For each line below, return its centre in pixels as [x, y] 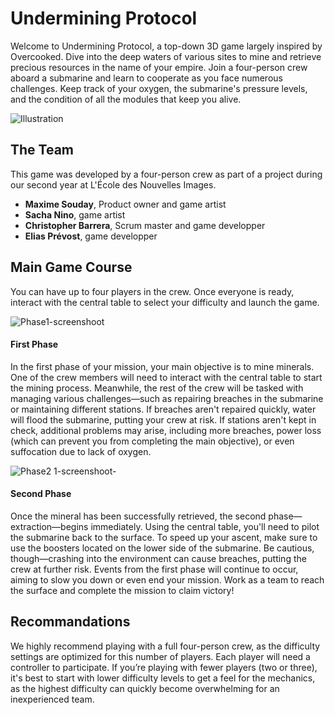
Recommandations [70, 622]
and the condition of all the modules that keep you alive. [126, 99]
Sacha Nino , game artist [75, 214]
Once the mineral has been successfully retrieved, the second [138, 516]
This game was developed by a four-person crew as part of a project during [166, 174]
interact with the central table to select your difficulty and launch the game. [165, 302]
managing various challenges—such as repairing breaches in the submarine [167, 398]
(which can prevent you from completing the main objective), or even [152, 441]
